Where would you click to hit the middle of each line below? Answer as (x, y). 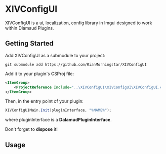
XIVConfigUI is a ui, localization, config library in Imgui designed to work (79, 23)
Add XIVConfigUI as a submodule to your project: (55, 55)
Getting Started (29, 44)
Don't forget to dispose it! (31, 129)
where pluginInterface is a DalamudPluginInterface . (59, 120)
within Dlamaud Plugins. (30, 28)
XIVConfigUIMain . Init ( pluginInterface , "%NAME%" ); (58, 110)
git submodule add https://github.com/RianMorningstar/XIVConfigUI (76, 64)
